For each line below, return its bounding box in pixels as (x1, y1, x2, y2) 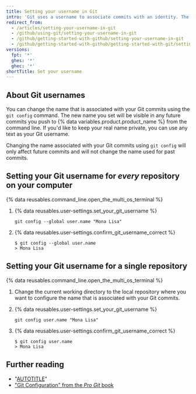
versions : (6, 47, 30, 53)
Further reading (6, 359, 64, 369)
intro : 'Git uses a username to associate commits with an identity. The (6, 14, 190, 20)
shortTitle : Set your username (6, 68, 82, 74)
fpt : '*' (11, 52, 33, 58)
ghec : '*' (11, 63, 35, 69)
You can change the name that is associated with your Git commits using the (6, 106, 190, 113)
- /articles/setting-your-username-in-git (11, 25, 116, 31)
